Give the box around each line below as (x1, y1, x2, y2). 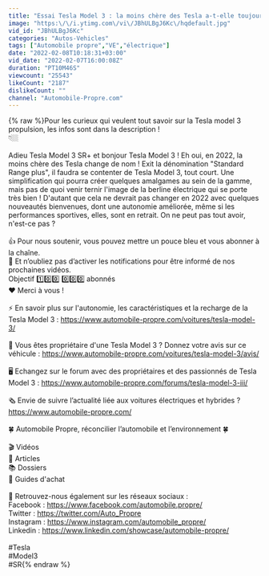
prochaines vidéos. (8, 265, 72, 275)
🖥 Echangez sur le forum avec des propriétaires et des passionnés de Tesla (8, 366, 258, 376)
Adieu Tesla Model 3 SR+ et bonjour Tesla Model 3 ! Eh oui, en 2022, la (8, 150, 243, 161)
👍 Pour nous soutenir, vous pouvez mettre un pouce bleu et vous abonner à (8, 236, 260, 246)
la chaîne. (8, 248, 41, 258)
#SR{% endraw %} (8, 560, 70, 570)
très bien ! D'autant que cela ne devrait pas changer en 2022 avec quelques (8, 194, 259, 203)
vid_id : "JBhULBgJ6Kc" (8, 27, 84, 35)
